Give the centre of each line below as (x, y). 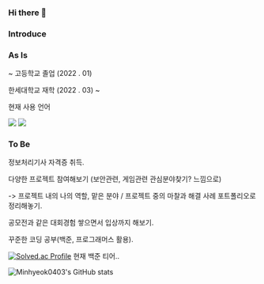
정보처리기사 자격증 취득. (46, 162)
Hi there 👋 (28, 13)
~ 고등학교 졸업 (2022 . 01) (50, 74)
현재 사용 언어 (30, 107)
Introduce (27, 33)
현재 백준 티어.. (96, 256)
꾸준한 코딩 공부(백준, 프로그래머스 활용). (71, 240)
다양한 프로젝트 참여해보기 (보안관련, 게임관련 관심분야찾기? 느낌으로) (115, 179)
